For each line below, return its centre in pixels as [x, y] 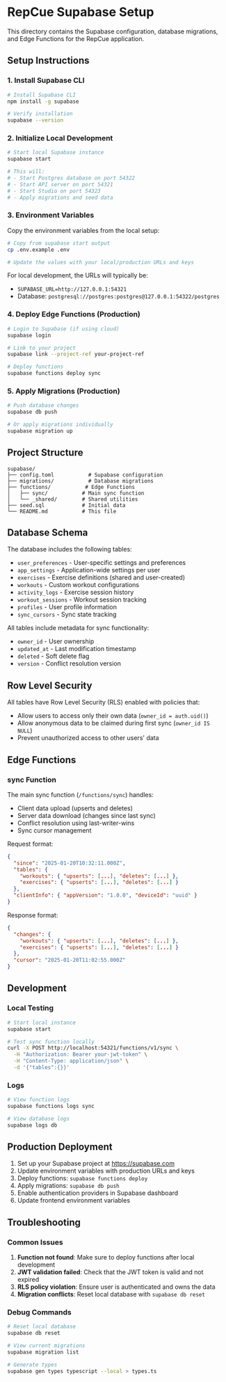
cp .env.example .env [39, 250]
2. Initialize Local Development [60, 138]
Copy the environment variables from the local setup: [83, 230]
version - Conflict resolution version [69, 664]
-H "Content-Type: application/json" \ [71, 1061]
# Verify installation [40, 114]
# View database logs [39, 1118]
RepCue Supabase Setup [81, 12]
